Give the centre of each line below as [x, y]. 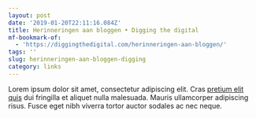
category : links [35, 67]
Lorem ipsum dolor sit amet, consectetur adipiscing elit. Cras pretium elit [126, 89]
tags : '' [22, 52]
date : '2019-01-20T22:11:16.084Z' [65, 23]
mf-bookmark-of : [35, 37]
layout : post [30, 15]
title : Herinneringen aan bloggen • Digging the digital [104, 30]
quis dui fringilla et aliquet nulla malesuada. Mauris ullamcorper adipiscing [128, 97]
